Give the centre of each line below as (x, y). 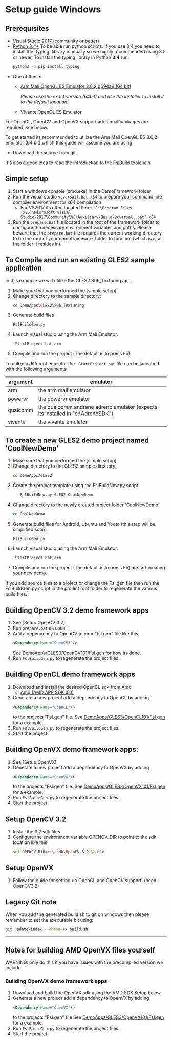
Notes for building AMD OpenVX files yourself (80, 950)
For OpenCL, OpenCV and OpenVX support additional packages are (77, 121)
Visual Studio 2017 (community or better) (56, 41)
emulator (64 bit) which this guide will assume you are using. (70, 142)
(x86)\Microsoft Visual (46, 212)
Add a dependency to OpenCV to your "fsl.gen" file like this (75, 634)
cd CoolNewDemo (29, 514)
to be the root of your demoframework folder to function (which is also (87, 238)
